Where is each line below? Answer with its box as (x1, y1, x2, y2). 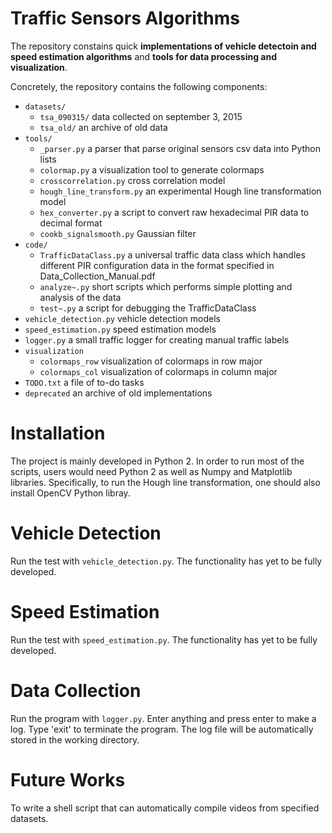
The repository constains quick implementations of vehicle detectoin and (10, 40, 317, 52)
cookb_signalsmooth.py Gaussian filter (39, 227, 197, 239)
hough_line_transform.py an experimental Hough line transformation (39, 185, 322, 197)
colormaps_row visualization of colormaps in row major (39, 355, 263, 367)
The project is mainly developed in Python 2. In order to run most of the (10, 455, 305, 467)
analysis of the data (39, 291, 122, 303)
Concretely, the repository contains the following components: (10, 80, 268, 92)
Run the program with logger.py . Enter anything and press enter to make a (10, 712, 317, 724)
